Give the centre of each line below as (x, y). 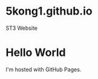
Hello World (36, 53)
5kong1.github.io (49, 11)
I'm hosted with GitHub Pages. (44, 69)
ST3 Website (21, 28)
